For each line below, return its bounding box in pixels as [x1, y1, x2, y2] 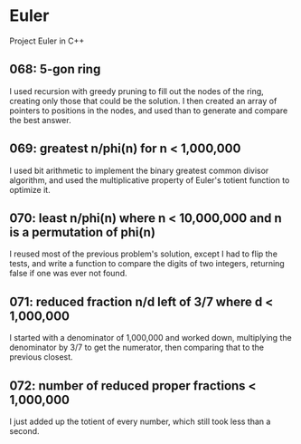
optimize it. [9, 184, 52, 195]
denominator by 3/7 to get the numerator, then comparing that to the [9, 342, 265, 353]
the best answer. [9, 114, 71, 125]
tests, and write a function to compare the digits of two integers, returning [9, 258, 285, 269]
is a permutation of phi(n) [9, 224, 156, 240]
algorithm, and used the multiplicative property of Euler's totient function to [9, 174, 290, 186]
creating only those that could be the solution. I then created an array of [9, 95, 277, 106]
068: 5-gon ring [9, 62, 101, 77]
